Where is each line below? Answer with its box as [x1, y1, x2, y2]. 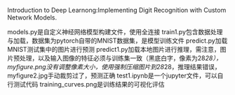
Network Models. [7, 13, 58, 22]
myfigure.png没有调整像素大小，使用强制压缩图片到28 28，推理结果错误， [7, 63, 221, 71]
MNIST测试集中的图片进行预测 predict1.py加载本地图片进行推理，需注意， [7, 45, 221, 53]
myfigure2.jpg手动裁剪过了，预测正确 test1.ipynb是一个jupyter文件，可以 [7, 71, 217, 80]
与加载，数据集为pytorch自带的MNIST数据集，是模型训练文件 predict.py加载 [7, 36, 228, 45]
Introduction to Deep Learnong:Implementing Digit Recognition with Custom [7, 6, 227, 14]
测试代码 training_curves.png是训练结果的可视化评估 [13, 80, 165, 88]
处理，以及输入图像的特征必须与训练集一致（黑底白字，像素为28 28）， [19, 54, 222, 62]
